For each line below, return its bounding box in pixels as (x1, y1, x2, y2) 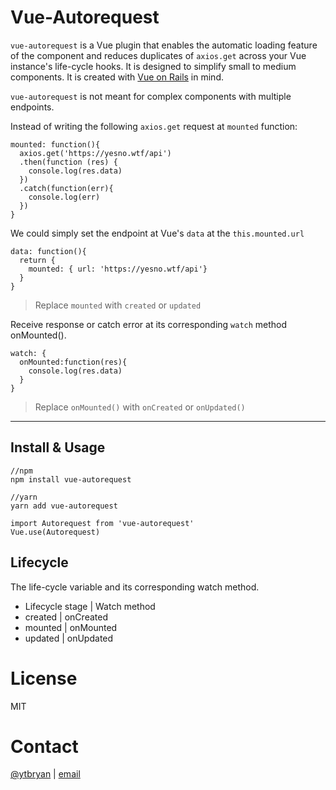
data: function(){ (10, 246, 87, 256)
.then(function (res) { (19, 157, 118, 167)
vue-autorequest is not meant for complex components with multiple (10, 90, 292, 102)
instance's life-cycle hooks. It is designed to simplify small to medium (10, 60, 297, 72)
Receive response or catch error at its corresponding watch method (10, 318, 288, 330)
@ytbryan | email (10, 768, 81, 780)
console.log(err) (28, 192, 101, 202)
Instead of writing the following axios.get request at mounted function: (10, 120, 298, 132)
